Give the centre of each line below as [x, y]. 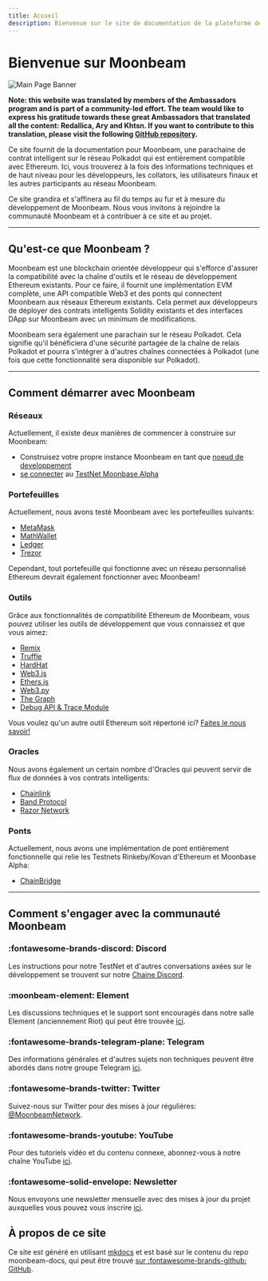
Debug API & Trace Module [64, 707]
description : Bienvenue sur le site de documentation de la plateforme [130, 23]
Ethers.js [34, 681]
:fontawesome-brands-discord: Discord [88, 948]
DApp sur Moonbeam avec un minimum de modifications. [102, 319]
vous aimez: [28, 632]
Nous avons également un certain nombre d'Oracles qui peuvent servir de [130, 769]
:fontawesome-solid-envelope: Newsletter [93, 1182]
